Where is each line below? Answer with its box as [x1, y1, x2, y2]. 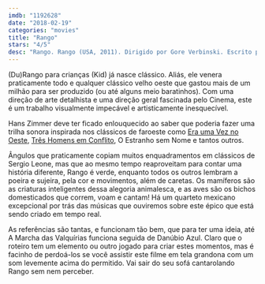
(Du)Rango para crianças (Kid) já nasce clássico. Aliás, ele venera [8, 70, 222, 79]
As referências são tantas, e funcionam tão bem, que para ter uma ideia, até [8, 225, 255, 234]
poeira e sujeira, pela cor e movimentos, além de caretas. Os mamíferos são [8, 176, 256, 185]
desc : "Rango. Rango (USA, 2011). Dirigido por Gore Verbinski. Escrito [8, 48, 252, 56]
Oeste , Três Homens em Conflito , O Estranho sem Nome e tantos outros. [8, 136, 244, 144]
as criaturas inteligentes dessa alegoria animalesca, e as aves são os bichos [8, 185, 256, 193]
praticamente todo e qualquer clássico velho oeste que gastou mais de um [8, 78, 251, 88]
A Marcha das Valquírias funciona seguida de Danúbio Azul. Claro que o [8, 234, 242, 242]
